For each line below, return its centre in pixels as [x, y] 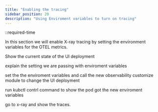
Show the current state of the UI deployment [50, 56]
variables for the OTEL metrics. [36, 47]
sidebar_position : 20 [27, 14]
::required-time [20, 33]
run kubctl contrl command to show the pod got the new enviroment [74, 90]
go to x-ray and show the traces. [38, 105]
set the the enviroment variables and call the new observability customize [79, 75]
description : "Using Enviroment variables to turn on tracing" [71, 19]
